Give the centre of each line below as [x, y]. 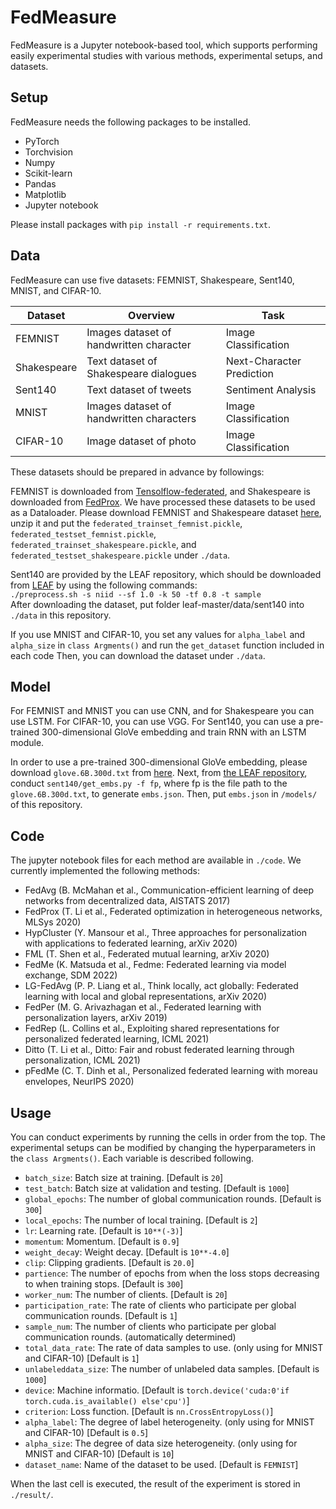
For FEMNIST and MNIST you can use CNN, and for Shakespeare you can [162, 711]
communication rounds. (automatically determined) [130, 1337]
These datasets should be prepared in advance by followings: [137, 472]
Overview [151, 315]
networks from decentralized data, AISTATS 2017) [127, 901]
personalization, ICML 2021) [82, 1060]
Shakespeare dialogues [141, 373]
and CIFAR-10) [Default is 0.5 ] [86, 1432]
